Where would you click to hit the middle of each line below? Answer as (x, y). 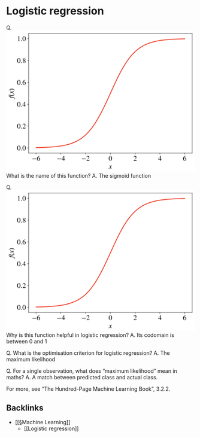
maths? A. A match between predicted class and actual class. (82, 378)
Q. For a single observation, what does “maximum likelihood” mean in (92, 371)
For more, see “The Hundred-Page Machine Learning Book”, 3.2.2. (88, 389)
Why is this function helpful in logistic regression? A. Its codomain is (90, 335)
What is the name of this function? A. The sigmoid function (79, 175)
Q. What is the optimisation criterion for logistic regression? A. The (88, 353)
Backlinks (25, 408)
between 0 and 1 (27, 342)
